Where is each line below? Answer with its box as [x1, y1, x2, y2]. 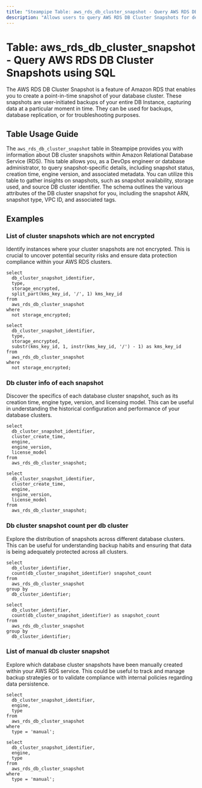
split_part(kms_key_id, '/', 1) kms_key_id [11, 290, 122, 297]
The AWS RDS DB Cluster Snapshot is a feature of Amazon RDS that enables [6, 86, 196, 93]
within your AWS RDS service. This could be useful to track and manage [6, 667, 185, 675]
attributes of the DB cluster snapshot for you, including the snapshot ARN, [6, 190, 190, 197]
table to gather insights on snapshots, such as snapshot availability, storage [6, 177, 194, 184]
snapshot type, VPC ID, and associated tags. [6, 196, 117, 204]
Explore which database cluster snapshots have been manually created [6, 661, 183, 668]
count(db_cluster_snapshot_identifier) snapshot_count [11, 570, 152, 576]
